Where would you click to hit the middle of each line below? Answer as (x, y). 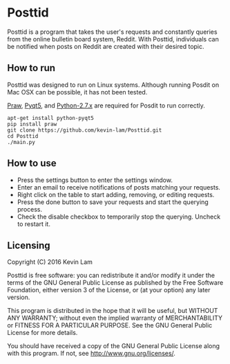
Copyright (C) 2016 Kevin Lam (50, 262)
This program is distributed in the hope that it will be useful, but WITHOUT (113, 311)
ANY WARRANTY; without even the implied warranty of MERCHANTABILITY (115, 318)
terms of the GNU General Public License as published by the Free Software (115, 283)
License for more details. (42, 333)
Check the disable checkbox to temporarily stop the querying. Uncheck (119, 216)
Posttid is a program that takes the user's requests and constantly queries (112, 32)
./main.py (21, 142)
